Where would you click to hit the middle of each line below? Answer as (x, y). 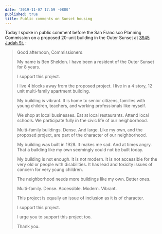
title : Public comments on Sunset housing (49, 19)
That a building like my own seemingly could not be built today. (80, 150)
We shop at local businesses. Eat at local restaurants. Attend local (83, 115)
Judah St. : (16, 43)
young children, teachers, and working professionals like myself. (81, 106)
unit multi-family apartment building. (53, 91)
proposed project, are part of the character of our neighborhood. (82, 135)
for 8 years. (28, 67)
